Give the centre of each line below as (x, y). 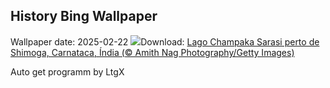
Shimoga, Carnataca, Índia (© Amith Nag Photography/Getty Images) (152, 52)
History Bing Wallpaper (84, 16)
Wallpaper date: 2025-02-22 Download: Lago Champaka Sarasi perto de (165, 41)
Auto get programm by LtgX (67, 71)
